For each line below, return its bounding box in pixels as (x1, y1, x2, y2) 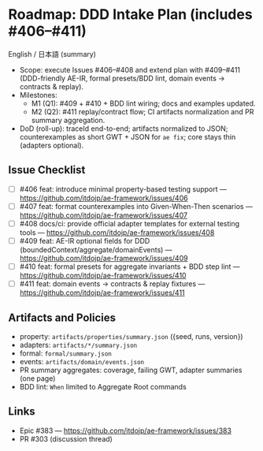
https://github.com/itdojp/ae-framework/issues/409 (19, 254, 188, 263)
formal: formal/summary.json (19, 348, 112, 358)
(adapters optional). (19, 140, 84, 150)
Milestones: (19, 90, 57, 99)
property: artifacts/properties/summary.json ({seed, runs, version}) (19, 331, 243, 341)
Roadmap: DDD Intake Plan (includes (8, 6, 254, 24)
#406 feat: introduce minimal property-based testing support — (19, 184, 227, 194)
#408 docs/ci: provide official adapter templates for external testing (19, 218, 240, 228)
